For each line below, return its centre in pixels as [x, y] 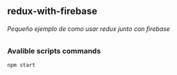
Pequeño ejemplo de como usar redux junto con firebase [88, 29]
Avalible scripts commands [54, 51]
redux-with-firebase [52, 11]
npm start [22, 65]
